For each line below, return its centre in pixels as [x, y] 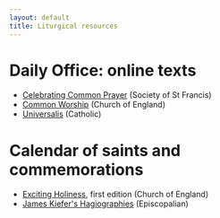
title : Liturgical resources [63, 26]
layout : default [39, 17]
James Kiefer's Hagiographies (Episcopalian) [106, 204]
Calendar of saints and [95, 150]
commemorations [76, 169]
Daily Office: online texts [103, 70]
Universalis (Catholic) [62, 114]
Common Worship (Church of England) [94, 105]
